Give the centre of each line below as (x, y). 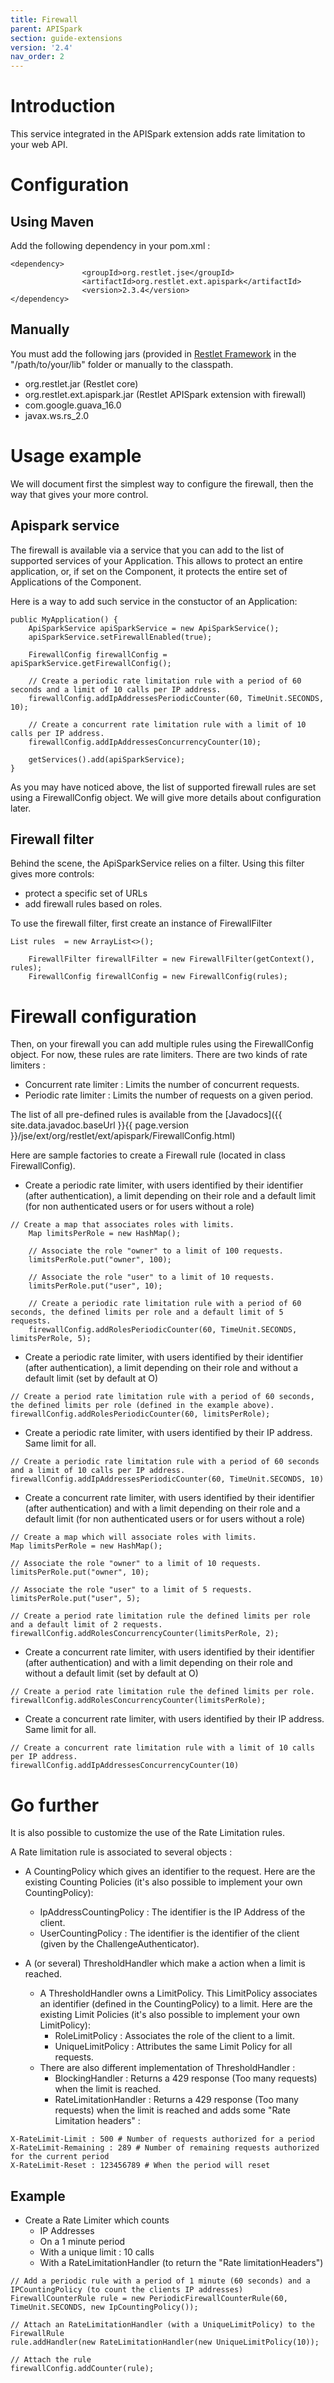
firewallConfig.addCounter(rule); (82, 2369)
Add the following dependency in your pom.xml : (110, 246)
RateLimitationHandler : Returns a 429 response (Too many (176, 2100)
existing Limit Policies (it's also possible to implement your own (169, 2015)
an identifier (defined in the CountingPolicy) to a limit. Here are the (176, 2004)
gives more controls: (52, 874)
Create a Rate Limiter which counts (97, 2220)
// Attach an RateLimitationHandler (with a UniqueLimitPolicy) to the (162, 2325)
